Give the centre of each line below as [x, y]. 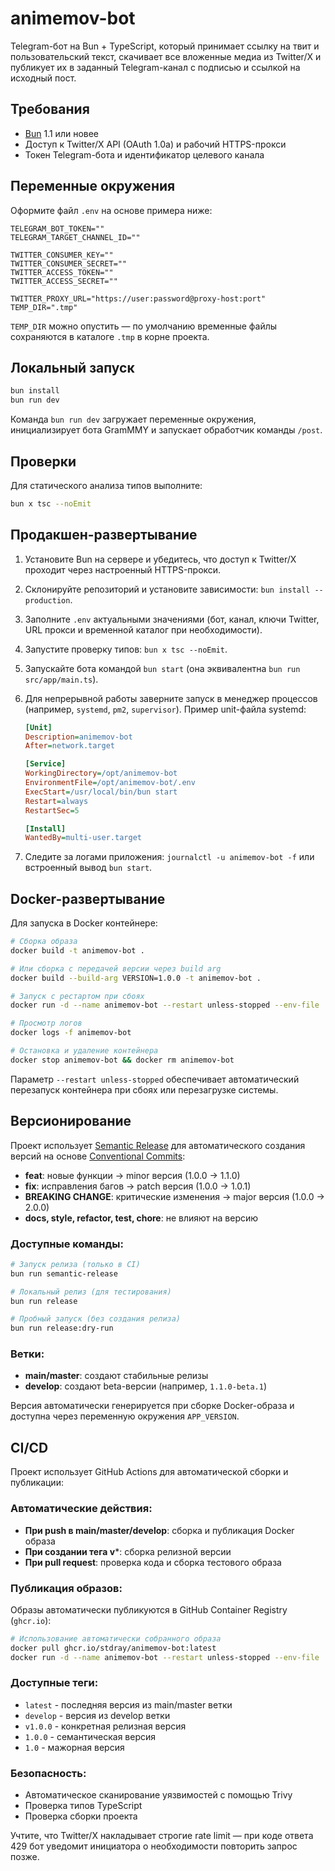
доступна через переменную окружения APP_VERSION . [125, 1416]
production [47, 600]
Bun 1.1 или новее [62, 133]
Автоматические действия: [81, 1509]
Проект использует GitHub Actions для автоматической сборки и [149, 1472]
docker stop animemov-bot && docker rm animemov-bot [122, 1060]
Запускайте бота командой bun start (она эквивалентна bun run [162, 668]
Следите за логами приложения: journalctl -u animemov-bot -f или [169, 857]
